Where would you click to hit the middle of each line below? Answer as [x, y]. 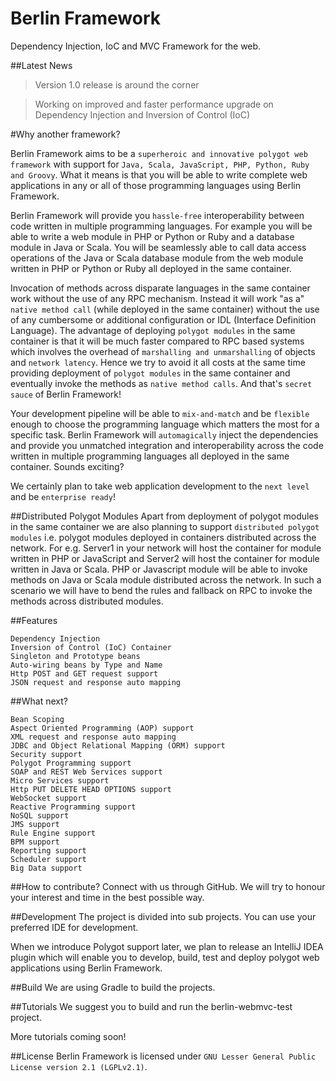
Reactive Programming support [73, 807]
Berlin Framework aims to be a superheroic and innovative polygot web [159, 153]
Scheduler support [48, 859]
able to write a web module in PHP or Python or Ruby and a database [152, 236]
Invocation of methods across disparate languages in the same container [160, 288]
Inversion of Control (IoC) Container [91, 647]
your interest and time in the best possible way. [107, 897]
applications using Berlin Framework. [86, 968]
